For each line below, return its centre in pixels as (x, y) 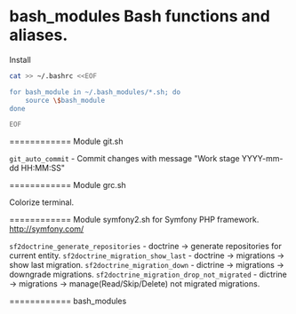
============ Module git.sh (66, 141)
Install (20, 59)
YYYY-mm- (262, 159)
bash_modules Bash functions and (140, 16)
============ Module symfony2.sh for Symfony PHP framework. (134, 220)
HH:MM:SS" (43, 168)
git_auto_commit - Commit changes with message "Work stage (124, 159)
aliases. (39, 35)
